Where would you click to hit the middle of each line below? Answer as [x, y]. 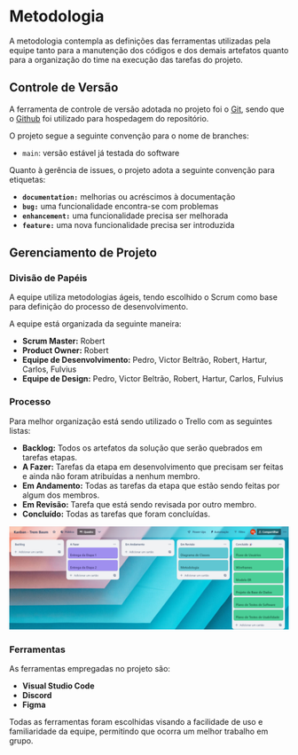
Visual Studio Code [58, 686]
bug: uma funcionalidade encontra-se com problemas [120, 206]
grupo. [21, 741]
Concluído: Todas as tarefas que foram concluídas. [116, 514]
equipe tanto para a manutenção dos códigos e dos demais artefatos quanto [149, 50]
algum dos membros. [61, 495]
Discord [37, 696]
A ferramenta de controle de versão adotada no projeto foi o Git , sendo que [147, 109]
